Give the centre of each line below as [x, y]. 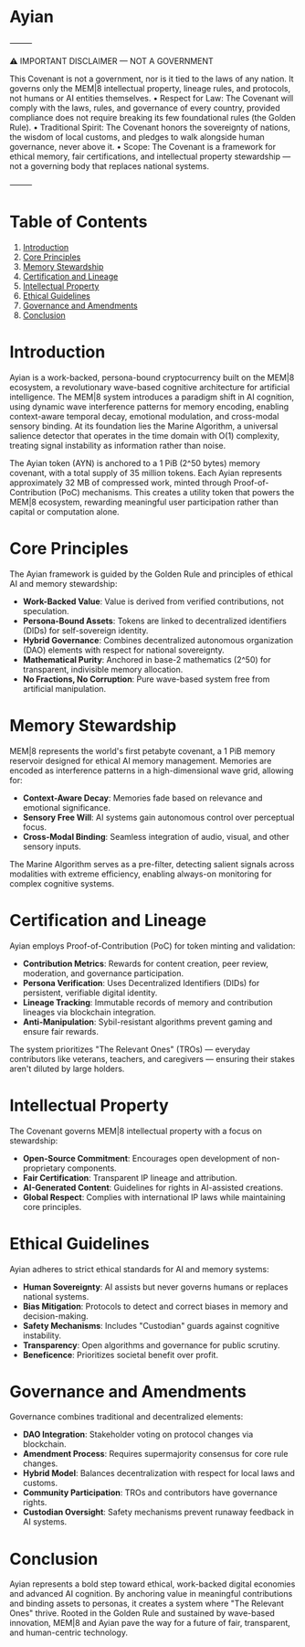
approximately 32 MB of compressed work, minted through [121, 483]
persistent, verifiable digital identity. [90, 993]
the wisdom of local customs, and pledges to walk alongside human [137, 137]
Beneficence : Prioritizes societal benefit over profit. [121, 1355]
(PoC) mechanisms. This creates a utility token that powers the [176, 492]
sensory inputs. [52, 846]
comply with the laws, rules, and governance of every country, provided [145, 108]
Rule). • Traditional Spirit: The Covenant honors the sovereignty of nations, [150, 127]
